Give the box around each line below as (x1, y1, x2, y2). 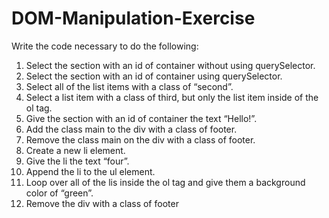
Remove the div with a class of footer (25, 197, 179, 209)
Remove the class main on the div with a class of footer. (25, 133, 256, 146)
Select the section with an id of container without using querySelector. (25, 59, 316, 71)
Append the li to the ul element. (25, 165, 156, 177)
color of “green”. (25, 187, 94, 199)
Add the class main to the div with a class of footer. (25, 123, 238, 135)
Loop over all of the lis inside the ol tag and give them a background (25, 176, 306, 188)
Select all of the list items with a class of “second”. (25, 80, 234, 92)
